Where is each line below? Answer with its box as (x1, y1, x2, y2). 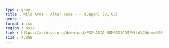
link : (5, 30, 19, 35)
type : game (5, 7, 30, 12)
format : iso (5, 21, 33, 26)
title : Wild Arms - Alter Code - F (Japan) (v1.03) (5, 12, 118, 17)
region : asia (5, 26, 35, 31)
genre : (5, 16, 22, 21)
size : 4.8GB (5, 35, 33, 40)
